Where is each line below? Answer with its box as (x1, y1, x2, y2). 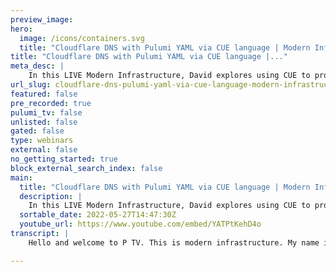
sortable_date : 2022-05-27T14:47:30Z (19, 210, 177, 220)
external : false (10, 145, 78, 155)
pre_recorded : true (10, 98, 92, 108)
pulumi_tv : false (10, 107, 83, 118)
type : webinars (10, 136, 74, 146)
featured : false (10, 89, 78, 99)
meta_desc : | (10, 61, 65, 71)
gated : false (10, 126, 65, 136)
